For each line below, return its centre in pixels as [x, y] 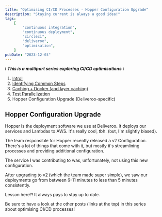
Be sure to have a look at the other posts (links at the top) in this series [76, 204]
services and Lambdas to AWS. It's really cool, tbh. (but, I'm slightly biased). [81, 131]
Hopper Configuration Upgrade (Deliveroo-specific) [64, 99]
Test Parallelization [31, 94]
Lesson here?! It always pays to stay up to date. [53, 195]
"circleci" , [35, 37]
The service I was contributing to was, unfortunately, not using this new [77, 160]
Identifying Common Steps [39, 83]
